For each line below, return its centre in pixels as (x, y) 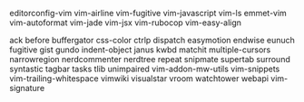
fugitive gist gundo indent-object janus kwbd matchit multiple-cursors (140, 50)
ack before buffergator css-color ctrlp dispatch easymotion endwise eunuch (152, 40)
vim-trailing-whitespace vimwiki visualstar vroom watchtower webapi (139, 79)
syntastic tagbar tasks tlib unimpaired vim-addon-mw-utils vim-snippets (145, 69)
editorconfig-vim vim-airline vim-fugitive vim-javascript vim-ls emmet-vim (148, 13)
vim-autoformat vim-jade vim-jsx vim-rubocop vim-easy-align (126, 23)
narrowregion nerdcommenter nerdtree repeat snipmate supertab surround (150, 59)
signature (27, 88)
